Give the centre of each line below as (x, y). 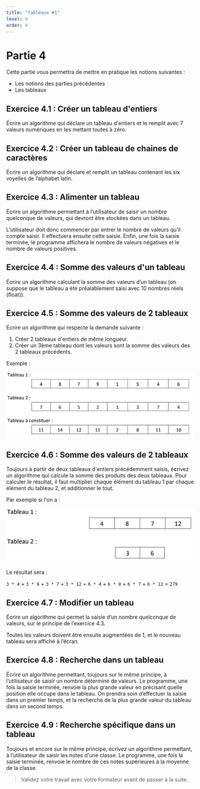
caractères (27, 158)
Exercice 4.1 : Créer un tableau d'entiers (82, 108)
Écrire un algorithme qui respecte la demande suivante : (75, 328)
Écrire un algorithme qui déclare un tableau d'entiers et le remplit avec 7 (95, 123)
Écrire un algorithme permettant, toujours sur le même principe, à (87, 674)
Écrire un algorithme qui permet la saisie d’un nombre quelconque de (91, 617)
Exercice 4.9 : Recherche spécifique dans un (91, 725)
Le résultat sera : (27, 572)
